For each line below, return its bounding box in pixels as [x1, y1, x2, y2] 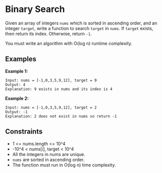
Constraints [5, 127, 43, 136]
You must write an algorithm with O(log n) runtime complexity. [5, 40, 133, 46]
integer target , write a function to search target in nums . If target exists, [5, 25, 154, 31]
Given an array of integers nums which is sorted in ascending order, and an [5, 20, 158, 26]
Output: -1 [5, 109, 28, 114]
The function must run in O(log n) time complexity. [12, 161, 116, 168]
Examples [5, 55, 36, 63]
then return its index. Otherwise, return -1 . [5, 30, 92, 36]
